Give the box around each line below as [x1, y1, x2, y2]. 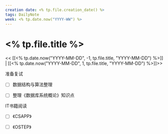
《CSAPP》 [12, 113, 32, 119]
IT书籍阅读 [5, 103, 27, 109]
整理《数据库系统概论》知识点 [12, 92, 74, 98]
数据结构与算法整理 [12, 82, 53, 88]
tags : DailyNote [5, 12, 39, 17]
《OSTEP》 [12, 124, 32, 130]
